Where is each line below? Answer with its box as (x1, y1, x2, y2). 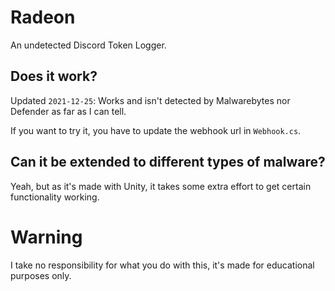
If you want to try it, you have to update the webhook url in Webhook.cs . (10, 124, 302, 136)
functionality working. (10, 191, 100, 203)
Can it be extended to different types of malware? (10, 154, 326, 171)
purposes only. (10, 269, 72, 281)
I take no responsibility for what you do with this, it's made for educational (10, 259, 315, 271)
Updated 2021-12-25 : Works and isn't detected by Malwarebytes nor (10, 94, 291, 106)
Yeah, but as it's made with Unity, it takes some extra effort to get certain (10, 180, 312, 192)
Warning (10, 226, 83, 248)
